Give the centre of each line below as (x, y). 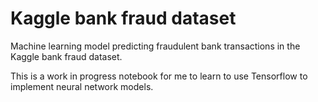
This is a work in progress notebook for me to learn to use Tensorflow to (159, 76)
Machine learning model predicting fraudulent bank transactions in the (155, 46)
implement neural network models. (82, 86)
